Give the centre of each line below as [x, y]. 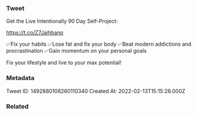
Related [18, 106]
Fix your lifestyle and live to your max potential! [64, 63]
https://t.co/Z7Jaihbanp [35, 33]
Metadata [20, 78]
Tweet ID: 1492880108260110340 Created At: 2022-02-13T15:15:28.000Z [96, 91]
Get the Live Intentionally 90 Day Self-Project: [62, 21]
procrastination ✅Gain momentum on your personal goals [77, 51]
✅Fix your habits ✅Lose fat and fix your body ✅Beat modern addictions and [99, 44]
